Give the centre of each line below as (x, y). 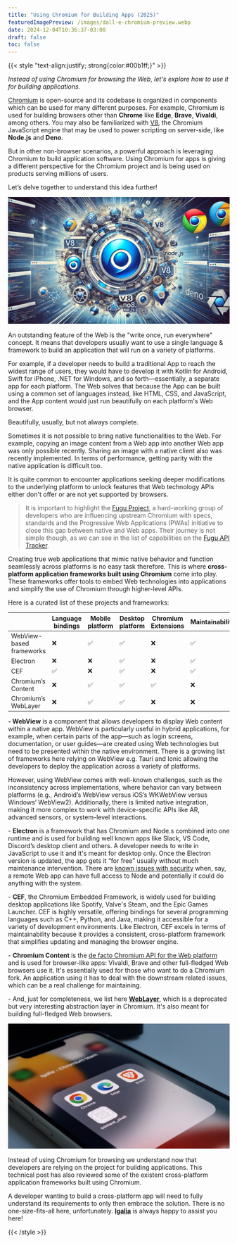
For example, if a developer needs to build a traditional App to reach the (112, 364)
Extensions (168, 626)
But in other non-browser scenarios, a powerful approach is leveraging (111, 151)
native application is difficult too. (55, 466)
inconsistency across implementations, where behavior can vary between (115, 788)
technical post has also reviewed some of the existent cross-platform (108, 1175)
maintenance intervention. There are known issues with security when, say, (117, 869)
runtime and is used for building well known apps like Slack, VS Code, (109, 838)
